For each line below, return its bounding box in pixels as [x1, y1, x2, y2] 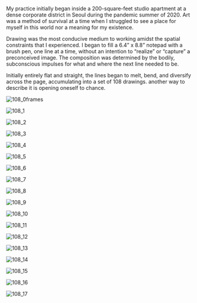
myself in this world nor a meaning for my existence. [6, 24, 134, 31]
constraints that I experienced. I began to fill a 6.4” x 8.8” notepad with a [6, 41, 183, 48]
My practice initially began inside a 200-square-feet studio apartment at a [6, 5, 186, 12]
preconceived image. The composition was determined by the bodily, [6, 54, 175, 61]
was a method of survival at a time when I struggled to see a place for [6, 18, 176, 24]
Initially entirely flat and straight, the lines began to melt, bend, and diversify [6, 72, 191, 79]
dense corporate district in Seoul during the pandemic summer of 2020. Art [6, 11, 190, 18]
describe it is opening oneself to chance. [6, 84, 106, 91]
